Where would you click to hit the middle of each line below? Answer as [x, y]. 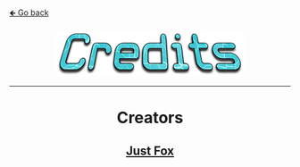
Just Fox [150, 150]
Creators [150, 118]
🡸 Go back [29, 13]
